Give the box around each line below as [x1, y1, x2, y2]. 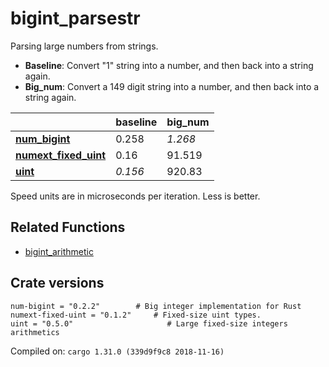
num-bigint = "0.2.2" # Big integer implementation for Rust [10, 301, 302, 311]
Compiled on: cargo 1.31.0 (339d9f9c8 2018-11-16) [10, 345, 225, 357]
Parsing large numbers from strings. [10, 40, 159, 52]
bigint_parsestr [10, 7, 141, 30]
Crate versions [10, 275, 105, 292]
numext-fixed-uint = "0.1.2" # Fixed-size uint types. [10, 310, 262, 320]
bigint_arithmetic [24, 245, 94, 257]
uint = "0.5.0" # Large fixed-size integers [10, 318, 288, 329]
